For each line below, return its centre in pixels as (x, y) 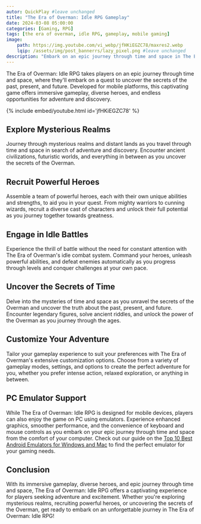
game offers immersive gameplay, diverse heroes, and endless (83, 92)
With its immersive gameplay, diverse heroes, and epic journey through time (100, 484)
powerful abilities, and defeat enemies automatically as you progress (91, 262)
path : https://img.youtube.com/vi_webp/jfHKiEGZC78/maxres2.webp (100, 46)
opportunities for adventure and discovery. (59, 99)
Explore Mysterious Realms (58, 130)
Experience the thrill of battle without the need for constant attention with (97, 249)
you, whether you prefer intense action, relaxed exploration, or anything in (98, 373)
